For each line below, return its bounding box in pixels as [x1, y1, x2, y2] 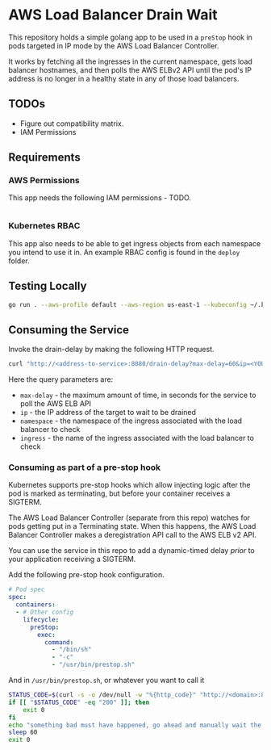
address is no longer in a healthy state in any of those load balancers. [8, 73, 240, 83]
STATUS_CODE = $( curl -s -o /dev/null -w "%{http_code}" [8, 691, 197, 699]
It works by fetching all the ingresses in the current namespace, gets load [8, 57, 252, 66]
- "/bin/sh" [51, 646, 92, 654]
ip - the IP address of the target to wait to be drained [19, 408, 196, 417]
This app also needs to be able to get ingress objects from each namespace [8, 238, 261, 248]
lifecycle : [23, 615, 60, 623]
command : [44, 638, 74, 647]
